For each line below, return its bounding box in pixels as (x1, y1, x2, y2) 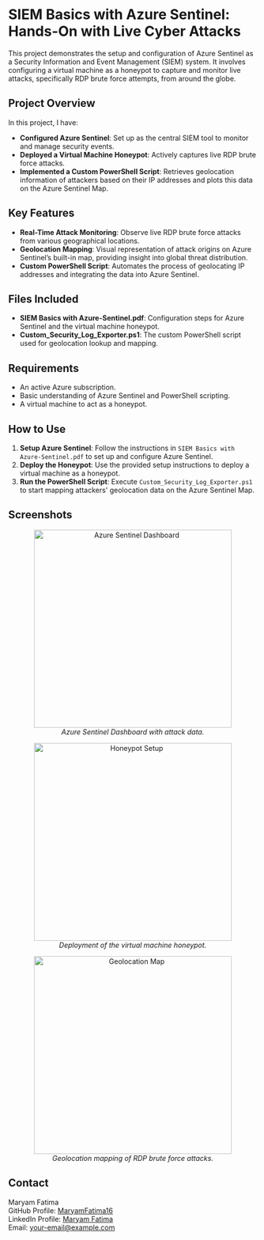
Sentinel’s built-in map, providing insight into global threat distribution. (19, 252, 248, 262)
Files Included (8, 292, 79, 305)
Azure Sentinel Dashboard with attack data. (61, 726, 205, 737)
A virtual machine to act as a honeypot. (19, 400, 148, 409)
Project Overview (8, 97, 96, 110)
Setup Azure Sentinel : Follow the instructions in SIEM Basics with (19, 443, 236, 453)
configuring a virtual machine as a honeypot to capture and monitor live (8, 65, 241, 74)
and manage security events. (19, 141, 115, 151)
